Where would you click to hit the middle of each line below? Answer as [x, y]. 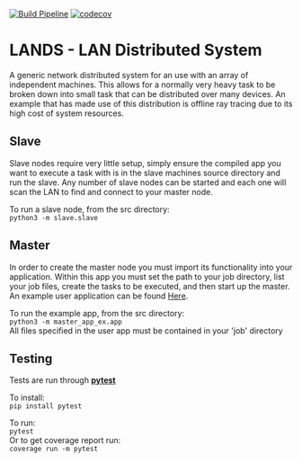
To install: [27, 398]
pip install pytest [46, 406]
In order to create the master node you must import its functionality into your [151, 267]
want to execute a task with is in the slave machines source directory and [145, 173]
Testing [31, 358]
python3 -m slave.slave [54, 218]
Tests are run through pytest [62, 380]
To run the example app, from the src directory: [97, 313]
